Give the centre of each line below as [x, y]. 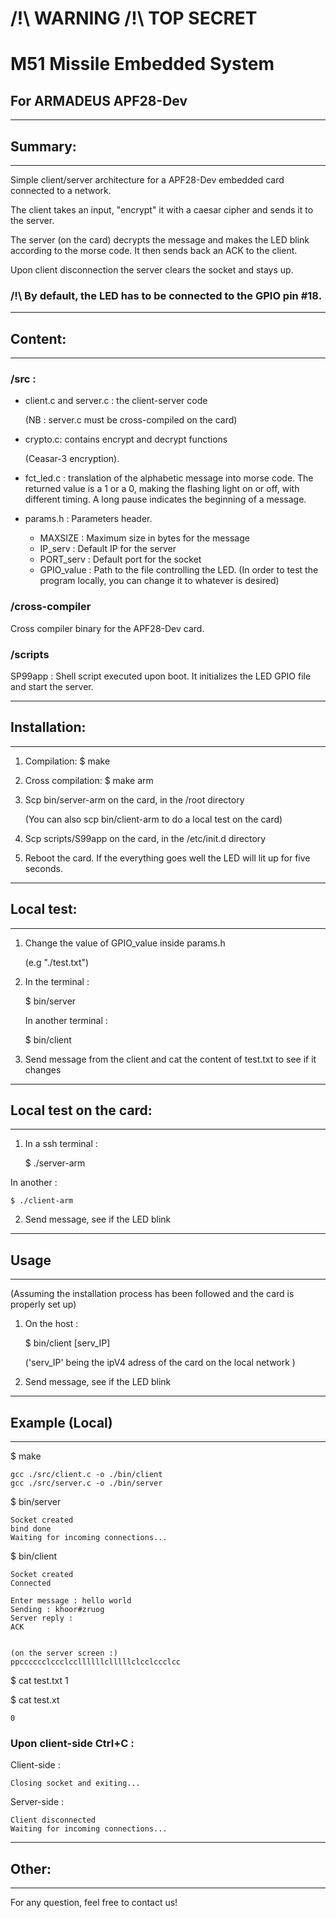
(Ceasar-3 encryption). [72, 459]
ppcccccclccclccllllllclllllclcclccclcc [96, 1662]
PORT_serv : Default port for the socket [120, 559]
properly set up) [43, 1304]
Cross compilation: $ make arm [89, 780]
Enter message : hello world [71, 1601]
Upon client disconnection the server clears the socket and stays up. [152, 270]
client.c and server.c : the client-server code [116, 401]
